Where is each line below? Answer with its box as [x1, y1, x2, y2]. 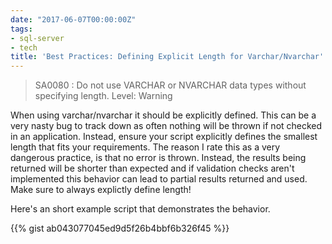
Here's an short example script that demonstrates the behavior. [10, 203, 271, 215]
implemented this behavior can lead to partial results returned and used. [10, 173, 308, 185]
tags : [10, 24, 33, 34]
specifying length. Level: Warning [34, 90, 173, 102]
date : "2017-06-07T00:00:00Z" [10, 14, 137, 25]
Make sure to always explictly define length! [10, 184, 192, 196]
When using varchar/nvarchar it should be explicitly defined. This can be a [10, 109, 317, 121]
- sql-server [10, 33, 65, 43]
